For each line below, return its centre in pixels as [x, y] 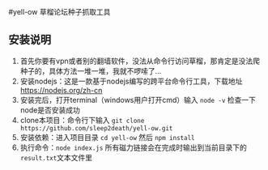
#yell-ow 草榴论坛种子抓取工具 [60, 12]
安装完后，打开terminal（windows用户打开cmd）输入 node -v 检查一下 [138, 100]
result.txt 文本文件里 [56, 157]
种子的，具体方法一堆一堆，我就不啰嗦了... [91, 70]
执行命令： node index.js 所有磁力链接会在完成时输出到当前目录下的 [133, 147]
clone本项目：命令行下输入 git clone [82, 120]
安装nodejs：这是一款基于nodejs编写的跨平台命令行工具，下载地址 [131, 81]
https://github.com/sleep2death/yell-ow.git [96, 128]
